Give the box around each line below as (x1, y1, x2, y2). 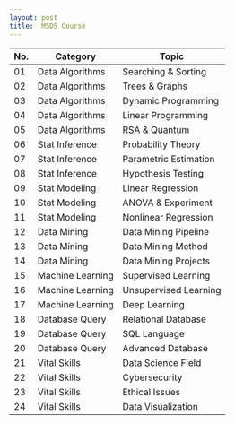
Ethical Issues (122, 385, 181, 398)
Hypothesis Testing (122, 167, 205, 179)
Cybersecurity (122, 371, 183, 384)
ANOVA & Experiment (122, 196, 213, 209)
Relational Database (122, 313, 206, 325)
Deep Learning (122, 298, 186, 310)
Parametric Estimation (122, 152, 215, 165)
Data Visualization (122, 400, 199, 412)
